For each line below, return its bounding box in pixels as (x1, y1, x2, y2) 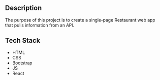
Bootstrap (12, 60, 32, 66)
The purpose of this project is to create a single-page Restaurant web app (5, 17, 156, 23)
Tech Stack (5, 36, 40, 45)
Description (5, 4, 42, 12)
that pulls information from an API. (5, 22, 75, 28)
